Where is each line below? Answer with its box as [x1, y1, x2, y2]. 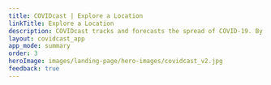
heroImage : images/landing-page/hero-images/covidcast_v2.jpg [8, 57, 223, 66]
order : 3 [8, 49, 38, 57]
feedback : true [8, 65, 60, 73]
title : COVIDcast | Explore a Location [8, 11, 144, 20]
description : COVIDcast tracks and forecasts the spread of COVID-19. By [8, 27, 264, 35]
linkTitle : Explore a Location [8, 19, 114, 28]
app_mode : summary [8, 42, 71, 50]
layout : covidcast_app [8, 34, 85, 43]
